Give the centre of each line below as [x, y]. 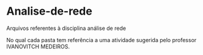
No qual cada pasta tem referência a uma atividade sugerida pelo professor [102, 40]
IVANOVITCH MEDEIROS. [38, 46]
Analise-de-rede [50, 11]
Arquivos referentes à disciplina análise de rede [66, 28]
